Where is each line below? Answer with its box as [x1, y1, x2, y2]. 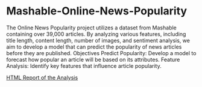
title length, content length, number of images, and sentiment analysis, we [6, 37, 190, 44]
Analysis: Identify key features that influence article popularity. [6, 62, 162, 70]
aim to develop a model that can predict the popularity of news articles [6, 43, 182, 50]
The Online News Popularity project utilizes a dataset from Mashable [6, 24, 177, 31]
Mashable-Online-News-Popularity [6, 4, 188, 18]
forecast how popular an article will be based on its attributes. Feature [6, 56, 180, 63]
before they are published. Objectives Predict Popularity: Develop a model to [6, 49, 197, 56]
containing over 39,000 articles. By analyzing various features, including [6, 30, 186, 37]
